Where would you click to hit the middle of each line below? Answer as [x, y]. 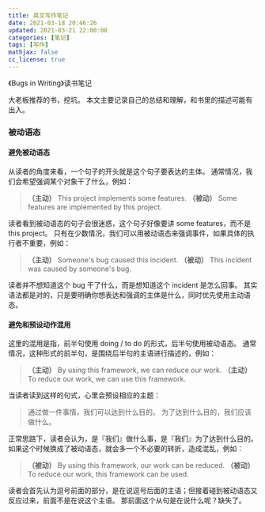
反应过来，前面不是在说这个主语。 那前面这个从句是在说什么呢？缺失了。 [127, 501]
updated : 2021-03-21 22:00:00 [58, 30]
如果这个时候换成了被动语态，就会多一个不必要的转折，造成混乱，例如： [126, 449]
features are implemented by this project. [95, 207]
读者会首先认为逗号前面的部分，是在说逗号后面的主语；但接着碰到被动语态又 [133, 491]
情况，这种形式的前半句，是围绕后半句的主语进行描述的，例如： [112, 353]
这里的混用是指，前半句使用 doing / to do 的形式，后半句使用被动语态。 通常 [132, 344]
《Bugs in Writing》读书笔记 [50, 83]
